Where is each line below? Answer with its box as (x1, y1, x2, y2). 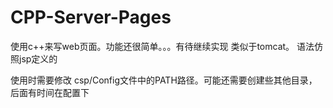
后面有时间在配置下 (10, 86, 90, 98)
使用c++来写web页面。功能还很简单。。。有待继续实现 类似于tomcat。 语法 (10, 40, 315, 52)
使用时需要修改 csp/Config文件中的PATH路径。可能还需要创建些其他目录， (10, 74, 318, 86)
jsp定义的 (18, 52, 58, 65)
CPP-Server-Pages (10, 6, 172, 29)
